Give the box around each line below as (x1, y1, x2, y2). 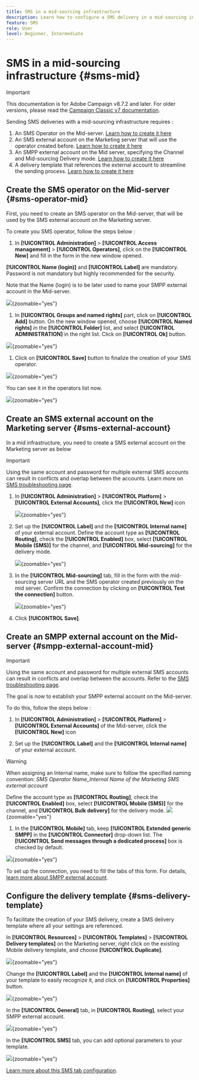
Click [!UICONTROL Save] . (14, 614, 81, 622)
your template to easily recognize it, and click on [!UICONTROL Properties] (6, 976, 190, 984)
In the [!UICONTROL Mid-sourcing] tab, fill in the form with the (14, 572, 169, 579)
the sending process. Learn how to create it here (14, 168, 134, 175)
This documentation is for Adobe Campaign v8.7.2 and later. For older (6, 101, 176, 108)
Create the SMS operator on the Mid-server (6, 185, 170, 195)
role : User (6, 25, 33, 32)
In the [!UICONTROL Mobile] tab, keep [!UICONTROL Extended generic (14, 825, 191, 832)
